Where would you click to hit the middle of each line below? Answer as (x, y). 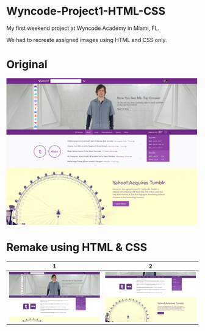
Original (27, 65)
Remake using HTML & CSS (77, 247)
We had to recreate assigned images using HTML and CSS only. (87, 40)
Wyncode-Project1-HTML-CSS (86, 11)
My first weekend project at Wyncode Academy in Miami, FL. (83, 28)
